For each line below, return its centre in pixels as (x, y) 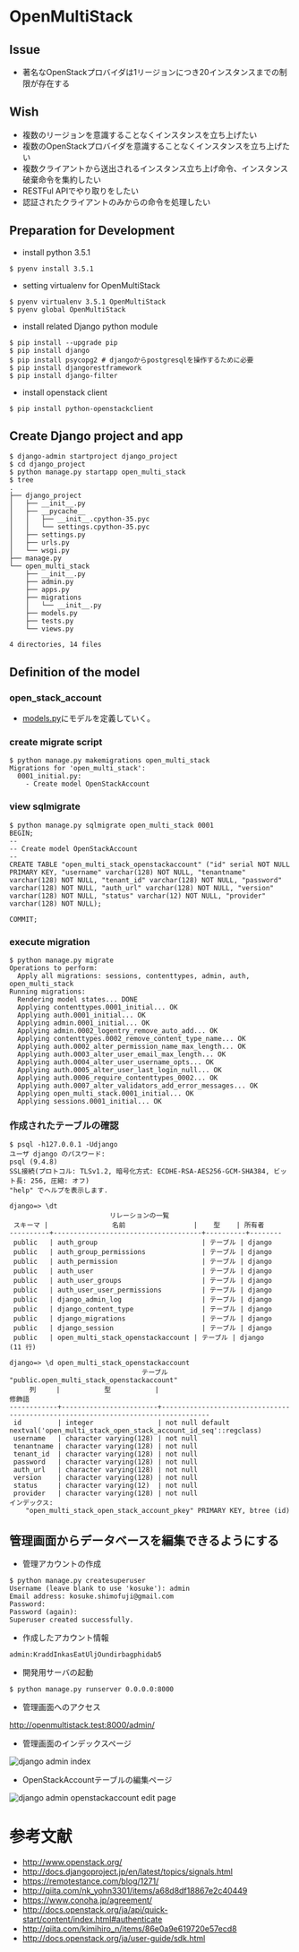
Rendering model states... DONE (78, 1000)
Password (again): (43, 1612)
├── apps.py (47, 590)
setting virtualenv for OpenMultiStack (91, 285)
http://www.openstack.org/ (72, 1862)
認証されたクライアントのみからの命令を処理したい (116, 202)
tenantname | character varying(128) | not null (106, 1447)
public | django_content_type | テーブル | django (143, 1310)
